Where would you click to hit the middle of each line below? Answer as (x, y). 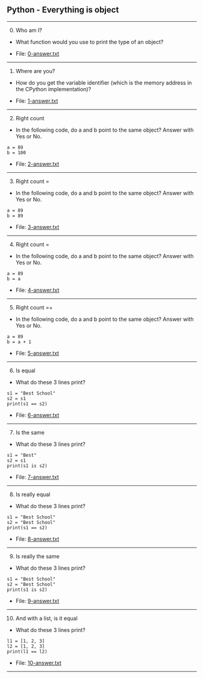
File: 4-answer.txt (37, 290)
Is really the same (37, 556)
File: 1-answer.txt (37, 101)
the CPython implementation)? (53, 89)
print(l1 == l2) (27, 651)
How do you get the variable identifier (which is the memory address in (104, 82)
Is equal (25, 370)
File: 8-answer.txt (37, 539)
